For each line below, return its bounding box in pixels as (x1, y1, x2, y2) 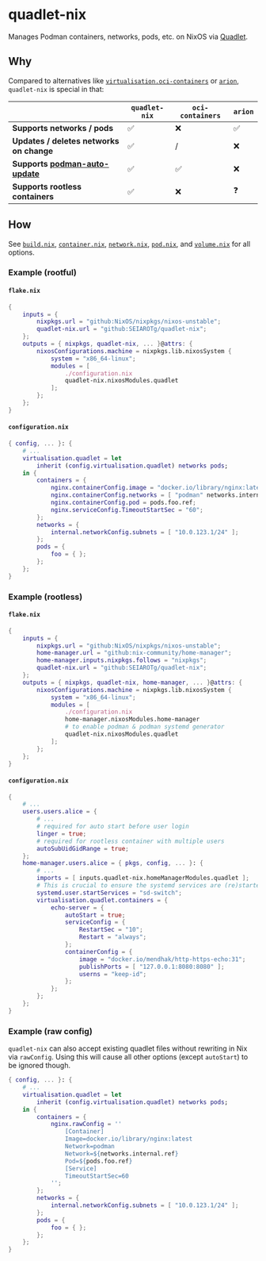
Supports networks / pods (12, 122, 113, 133)
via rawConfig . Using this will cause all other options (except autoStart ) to (8, 1052, 249, 1062)
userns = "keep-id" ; (78, 970, 147, 978)
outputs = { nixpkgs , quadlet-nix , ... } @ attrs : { (22, 340, 193, 348)
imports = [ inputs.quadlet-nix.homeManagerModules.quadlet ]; (36, 875, 249, 882)
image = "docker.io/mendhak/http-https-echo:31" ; (78, 955, 246, 963)
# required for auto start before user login (36, 823, 190, 831)
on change (12, 145, 54, 156)
